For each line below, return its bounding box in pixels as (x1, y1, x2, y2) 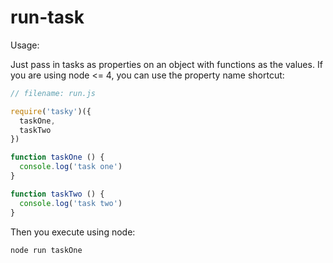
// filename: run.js (10, 88, 97, 98)
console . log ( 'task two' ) (19, 198, 123, 208)
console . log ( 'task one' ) (19, 162, 123, 172)
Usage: (10, 39, 40, 51)
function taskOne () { (10, 152, 105, 163)
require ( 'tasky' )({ (10, 106, 92, 116)
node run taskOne (10, 245, 83, 255)
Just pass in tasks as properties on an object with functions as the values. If (10, 58, 323, 70)
